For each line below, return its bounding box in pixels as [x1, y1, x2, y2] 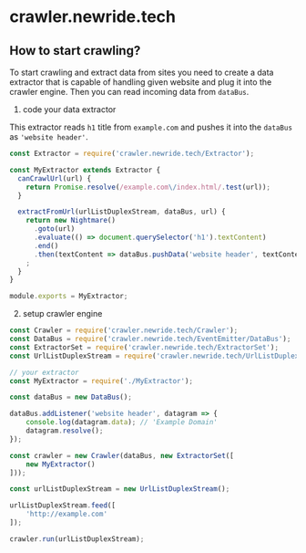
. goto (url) [33, 224, 76, 234]
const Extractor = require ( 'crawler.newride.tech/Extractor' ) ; [9, 149, 255, 158]
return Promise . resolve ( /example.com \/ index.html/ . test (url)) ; [25, 183, 271, 192]
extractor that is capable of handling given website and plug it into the [9, 77, 272, 88]
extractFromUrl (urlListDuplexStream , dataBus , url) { [17, 207, 226, 216]
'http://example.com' [25, 509, 107, 519]
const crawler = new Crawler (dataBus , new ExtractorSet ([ [9, 451, 234, 460]
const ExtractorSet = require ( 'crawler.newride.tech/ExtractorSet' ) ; [9, 342, 280, 352]
